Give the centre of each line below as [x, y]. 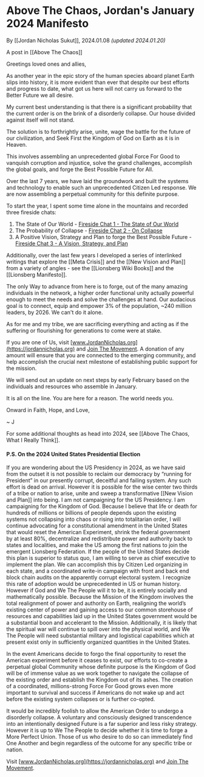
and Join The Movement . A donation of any [130, 349]
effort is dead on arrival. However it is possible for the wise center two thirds [102, 487]
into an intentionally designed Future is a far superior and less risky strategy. [102, 724]
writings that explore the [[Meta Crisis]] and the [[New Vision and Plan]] [96, 262]
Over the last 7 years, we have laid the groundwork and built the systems [97, 181]
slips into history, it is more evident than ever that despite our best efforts [98, 82]
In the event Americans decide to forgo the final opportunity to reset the [96, 654]
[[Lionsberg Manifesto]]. [37, 274]
